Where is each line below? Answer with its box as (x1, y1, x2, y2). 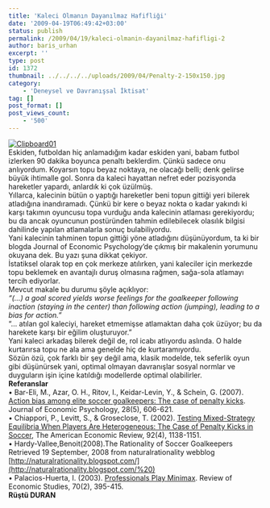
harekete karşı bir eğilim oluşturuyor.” (8, 327, 132, 337)
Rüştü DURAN (8, 489, 56, 500)
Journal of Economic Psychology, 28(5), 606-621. (8, 404, 174, 414)
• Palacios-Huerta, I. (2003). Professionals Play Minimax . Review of (8, 473, 232, 482)
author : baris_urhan (8, 42, 78, 50)
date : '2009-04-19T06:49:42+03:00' (8, 19, 128, 27)
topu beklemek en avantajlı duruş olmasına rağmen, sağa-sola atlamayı (8, 267, 244, 277)
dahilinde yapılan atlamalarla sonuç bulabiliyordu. (8, 224, 172, 234)
